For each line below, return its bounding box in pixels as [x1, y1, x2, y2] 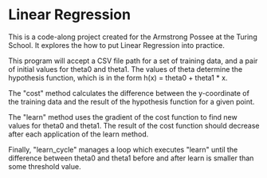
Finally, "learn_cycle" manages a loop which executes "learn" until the [8, 144, 238, 154]
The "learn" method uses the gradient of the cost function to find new [8, 112, 238, 121]
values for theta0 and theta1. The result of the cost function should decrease [8, 121, 260, 130]
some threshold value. [8, 161, 81, 171]
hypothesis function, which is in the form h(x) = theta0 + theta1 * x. [8, 73, 228, 82]
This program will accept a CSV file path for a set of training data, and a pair [8, 56, 258, 65]
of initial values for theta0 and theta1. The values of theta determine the [8, 64, 243, 73]
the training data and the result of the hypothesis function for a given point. [8, 97, 255, 106]
